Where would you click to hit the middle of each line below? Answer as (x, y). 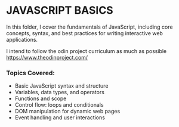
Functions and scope (41, 98)
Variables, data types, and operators (59, 92)
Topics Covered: (30, 73)
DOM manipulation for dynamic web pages (67, 111)
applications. (22, 39)
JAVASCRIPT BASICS (60, 10)
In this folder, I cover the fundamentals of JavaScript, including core (89, 27)
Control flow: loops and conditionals (59, 105)
